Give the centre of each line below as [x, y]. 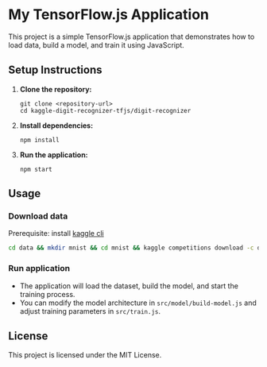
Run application [39, 268]
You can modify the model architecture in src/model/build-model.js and [138, 303]
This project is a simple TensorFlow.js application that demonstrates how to [132, 37]
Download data [38, 216]
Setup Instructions [55, 70]
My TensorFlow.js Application [108, 15]
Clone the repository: [56, 89]
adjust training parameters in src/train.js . [90, 311]
